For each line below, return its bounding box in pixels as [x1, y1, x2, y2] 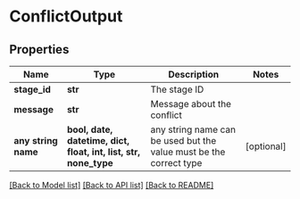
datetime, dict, [66, 135, 129, 146]
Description [168, 69, 220, 80]
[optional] [245, 140, 287, 153]
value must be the [150, 145, 226, 158]
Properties [9, 42, 70, 57]
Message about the [150, 98, 232, 110]
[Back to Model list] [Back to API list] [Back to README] [9, 180, 214, 190]
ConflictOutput [9, 6, 123, 27]
